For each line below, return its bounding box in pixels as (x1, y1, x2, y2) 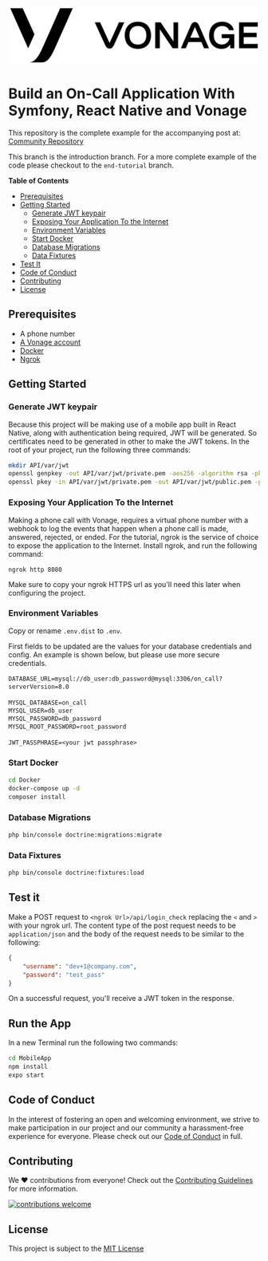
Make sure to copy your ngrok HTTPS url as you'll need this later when (8, 579, 241, 589)
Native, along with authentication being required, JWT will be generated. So (8, 428, 258, 437)
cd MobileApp (8, 1054, 52, 1062)
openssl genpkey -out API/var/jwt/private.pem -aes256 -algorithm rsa (8, 470, 248, 478)
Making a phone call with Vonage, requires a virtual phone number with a (8, 515, 249, 525)
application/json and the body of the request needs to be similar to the (8, 928, 245, 939)
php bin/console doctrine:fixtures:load (8, 869, 145, 877)
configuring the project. (8, 588, 86, 597)
